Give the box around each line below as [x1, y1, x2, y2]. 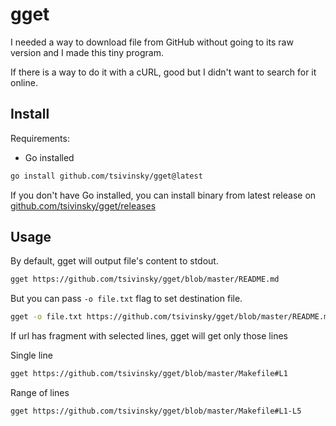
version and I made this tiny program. [10, 46, 164, 58]
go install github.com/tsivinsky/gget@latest [10, 171, 203, 181]
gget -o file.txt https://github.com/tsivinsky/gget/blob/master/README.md [10, 312, 333, 322]
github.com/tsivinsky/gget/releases [10, 199, 157, 212]
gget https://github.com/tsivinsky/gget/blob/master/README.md [10, 274, 280, 285]
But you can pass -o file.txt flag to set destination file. [10, 293, 243, 305]
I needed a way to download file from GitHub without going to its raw [10, 36, 294, 48]
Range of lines [10, 387, 70, 399]
